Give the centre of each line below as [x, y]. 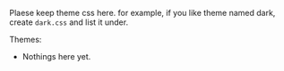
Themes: [26, 39]
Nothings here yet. [56, 56]
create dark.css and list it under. [69, 22]
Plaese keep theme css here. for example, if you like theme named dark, [142, 13]
